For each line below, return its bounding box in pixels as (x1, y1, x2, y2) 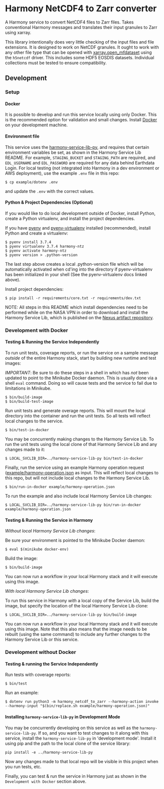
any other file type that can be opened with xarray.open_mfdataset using (5, 49, 152, 55)
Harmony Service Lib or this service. (5, 637, 79, 643)
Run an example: (5, 690, 39, 696)
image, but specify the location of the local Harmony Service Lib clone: (5, 603, 148, 609)
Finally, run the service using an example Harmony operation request (5, 464, 144, 470)
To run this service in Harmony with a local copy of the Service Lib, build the (5, 598, 159, 603)
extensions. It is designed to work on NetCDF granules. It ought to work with (5, 44, 159, 50)
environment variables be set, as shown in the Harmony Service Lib (5, 149, 141, 155)
